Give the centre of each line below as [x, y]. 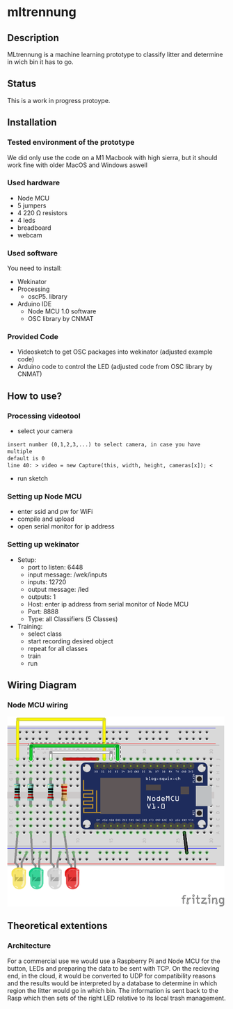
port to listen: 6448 [55, 567]
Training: [30, 626]
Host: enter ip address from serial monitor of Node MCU [108, 604]
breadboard [34, 228]
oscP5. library [48, 297]
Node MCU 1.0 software [62, 311]
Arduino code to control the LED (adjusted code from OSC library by [115, 367]
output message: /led [58, 589]
